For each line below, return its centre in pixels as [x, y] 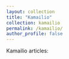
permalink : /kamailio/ [34, 28]
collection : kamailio [33, 23]
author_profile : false [34, 34]
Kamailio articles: [28, 51]
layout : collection [31, 12]
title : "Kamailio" [29, 17]
